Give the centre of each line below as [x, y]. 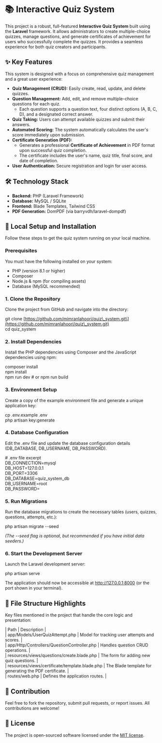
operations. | [18, 650]
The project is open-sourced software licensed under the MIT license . [75, 735]
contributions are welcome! [32, 708]
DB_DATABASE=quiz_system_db [37, 478]
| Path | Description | [26, 630]
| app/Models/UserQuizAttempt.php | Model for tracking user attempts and [80, 635]
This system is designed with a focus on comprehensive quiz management [79, 74]
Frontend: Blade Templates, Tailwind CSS [53, 206]
